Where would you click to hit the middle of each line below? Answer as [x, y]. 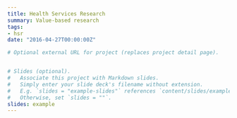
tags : [15, 27]
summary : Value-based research [53, 20]
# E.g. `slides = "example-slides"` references [82, 91]
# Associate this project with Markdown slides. [83, 78]
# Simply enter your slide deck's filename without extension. [105, 84]
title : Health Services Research [56, 14]
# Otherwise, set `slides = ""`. [60, 98]
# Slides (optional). [39, 72]
